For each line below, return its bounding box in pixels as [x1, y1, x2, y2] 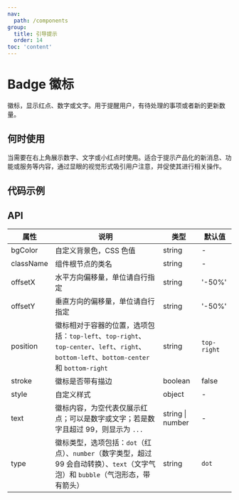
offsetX [11, 277, 36, 287]
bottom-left [55, 353, 96, 361]
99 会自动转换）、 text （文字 [55, 459, 149, 469]
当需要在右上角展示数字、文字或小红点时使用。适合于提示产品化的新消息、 [7, 153, 225, 161]
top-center [55, 343, 92, 351]
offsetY [11, 301, 36, 311]
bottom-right [63, 364, 108, 372]
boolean [162, 376, 191, 385]
